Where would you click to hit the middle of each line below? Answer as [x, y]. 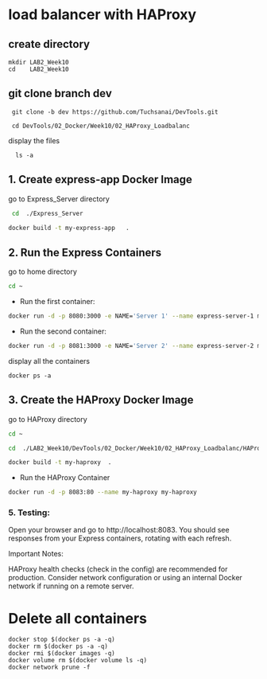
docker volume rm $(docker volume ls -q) [78, 661]
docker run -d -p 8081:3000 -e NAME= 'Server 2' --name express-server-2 [131, 345]
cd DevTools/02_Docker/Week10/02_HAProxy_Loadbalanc [101, 126]
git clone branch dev [60, 94]
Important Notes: [36, 554]
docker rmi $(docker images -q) [62, 654]
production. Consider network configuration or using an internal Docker [125, 578]
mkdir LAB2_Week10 [39, 62]
